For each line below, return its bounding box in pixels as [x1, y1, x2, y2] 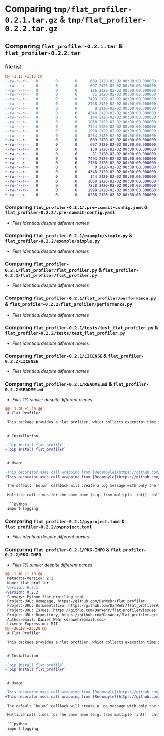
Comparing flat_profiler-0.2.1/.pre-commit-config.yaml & [5, 204, 148, 211]
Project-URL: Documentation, [7, 603, 67, 608]
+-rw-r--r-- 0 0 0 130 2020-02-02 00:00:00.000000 [5, 147, 156, 152]
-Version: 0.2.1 [5, 585, 38, 590]
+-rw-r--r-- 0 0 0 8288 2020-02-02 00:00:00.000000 [5, 192, 156, 197]
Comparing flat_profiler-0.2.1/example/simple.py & [5, 232, 133, 239]
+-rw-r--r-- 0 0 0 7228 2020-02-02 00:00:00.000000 [5, 183, 156, 188]
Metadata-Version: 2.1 [7, 576, 54, 581]
